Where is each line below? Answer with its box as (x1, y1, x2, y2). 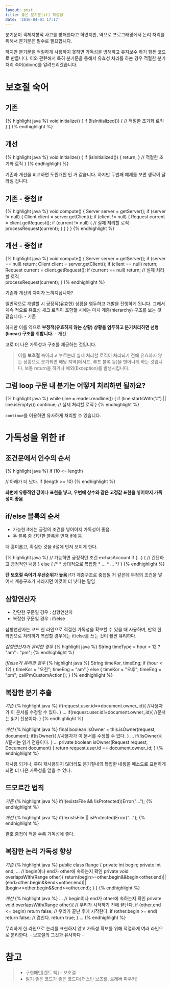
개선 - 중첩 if (5, 241, 43, 250)
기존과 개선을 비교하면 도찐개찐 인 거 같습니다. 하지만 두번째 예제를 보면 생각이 (5, 172, 161, 178)
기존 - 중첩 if (5, 194, 43, 203)
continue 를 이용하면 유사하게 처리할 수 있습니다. (5, 412, 101, 418)
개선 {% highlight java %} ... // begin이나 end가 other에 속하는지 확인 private (5, 895, 162, 901)
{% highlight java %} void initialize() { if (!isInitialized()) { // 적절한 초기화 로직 (5, 118, 164, 124)
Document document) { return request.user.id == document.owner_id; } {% (5, 745, 163, 751)
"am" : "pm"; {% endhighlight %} (5, 650, 75, 656)
